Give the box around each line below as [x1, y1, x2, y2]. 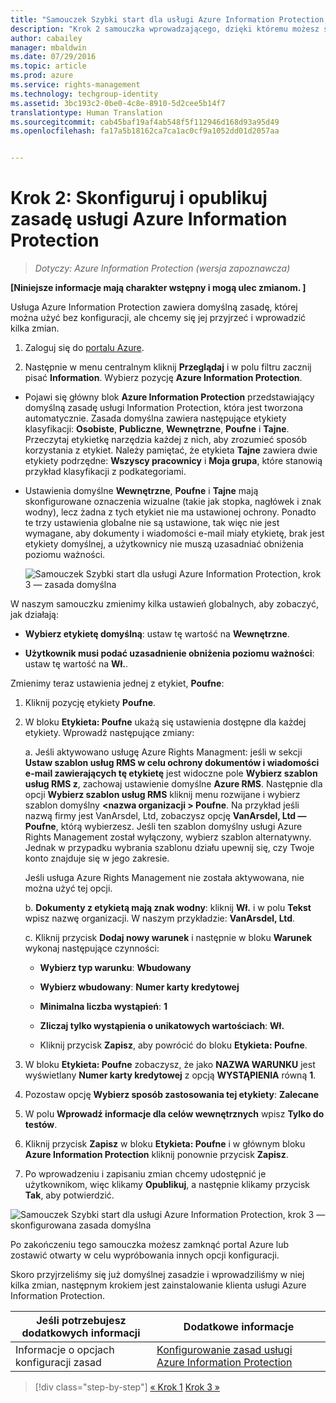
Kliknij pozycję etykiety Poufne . [24, 697, 157, 709]
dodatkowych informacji [21, 1326, 141, 1340]
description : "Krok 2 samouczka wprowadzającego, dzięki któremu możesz [10, 24, 320, 34]
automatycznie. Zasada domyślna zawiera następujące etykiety [24, 412, 287, 425]
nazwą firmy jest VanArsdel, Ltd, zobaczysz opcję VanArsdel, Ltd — [24, 810, 307, 822]
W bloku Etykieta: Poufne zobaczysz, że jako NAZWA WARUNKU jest [24, 1059, 316, 1071]
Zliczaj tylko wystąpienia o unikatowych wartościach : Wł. [39, 1020, 285, 1032]
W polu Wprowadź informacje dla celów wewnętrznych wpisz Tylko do [24, 1108, 325, 1120]
